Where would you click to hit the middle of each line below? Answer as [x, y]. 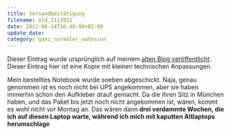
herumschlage [29, 124]
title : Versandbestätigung [46, 13]
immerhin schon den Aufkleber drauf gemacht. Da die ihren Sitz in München [115, 95]
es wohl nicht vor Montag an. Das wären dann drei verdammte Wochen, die [116, 109]
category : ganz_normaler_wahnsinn [57, 39]
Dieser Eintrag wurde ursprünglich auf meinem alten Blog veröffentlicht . [109, 59]
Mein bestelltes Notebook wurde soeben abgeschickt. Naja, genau [102, 80]
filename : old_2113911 [40, 20]
